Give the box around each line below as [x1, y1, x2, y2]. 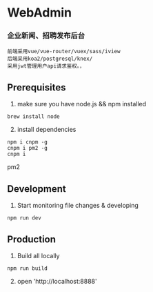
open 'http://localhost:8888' [17, 277, 98, 285]
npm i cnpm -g [7, 139, 48, 146]
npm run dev [7, 215, 41, 222]
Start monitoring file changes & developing [17, 202, 139, 210]
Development [7, 183, 67, 195]
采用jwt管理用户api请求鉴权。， [7, 63, 85, 70]
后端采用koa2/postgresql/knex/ [7, 55, 93, 63]
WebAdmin [7, 5, 72, 21]
